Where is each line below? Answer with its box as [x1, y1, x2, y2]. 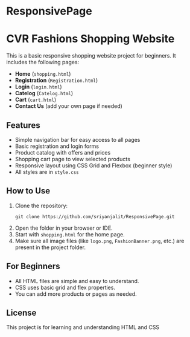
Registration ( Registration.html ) [14, 77, 98, 84]
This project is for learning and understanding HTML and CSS [6, 324, 160, 331]
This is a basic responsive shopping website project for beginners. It [6, 52, 176, 59]
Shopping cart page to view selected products [14, 155, 131, 162]
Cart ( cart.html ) [14, 96, 56, 104]
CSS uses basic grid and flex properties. [14, 284, 116, 291]
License [6, 307, 37, 318]
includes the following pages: [6, 59, 80, 66]
